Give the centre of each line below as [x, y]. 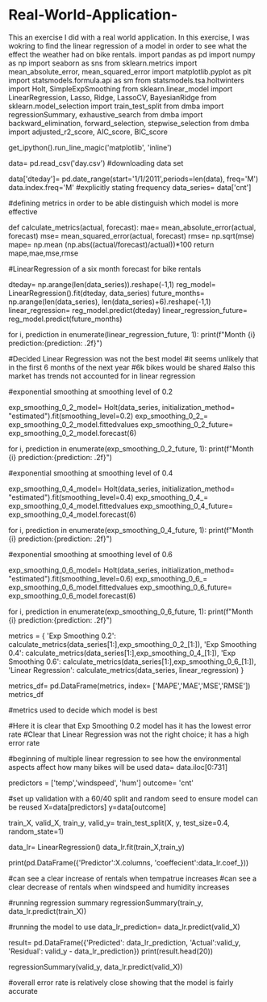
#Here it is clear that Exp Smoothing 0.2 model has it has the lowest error [130, 725]
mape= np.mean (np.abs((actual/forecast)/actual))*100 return [111, 244]
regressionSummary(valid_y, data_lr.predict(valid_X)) [96, 966]
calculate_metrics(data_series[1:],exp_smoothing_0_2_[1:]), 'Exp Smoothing [132, 644]
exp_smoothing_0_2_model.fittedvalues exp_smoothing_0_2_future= [121, 424]
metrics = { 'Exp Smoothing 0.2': [63, 636]
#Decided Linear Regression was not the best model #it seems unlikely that [133, 358]
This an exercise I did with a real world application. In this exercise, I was [129, 37]
